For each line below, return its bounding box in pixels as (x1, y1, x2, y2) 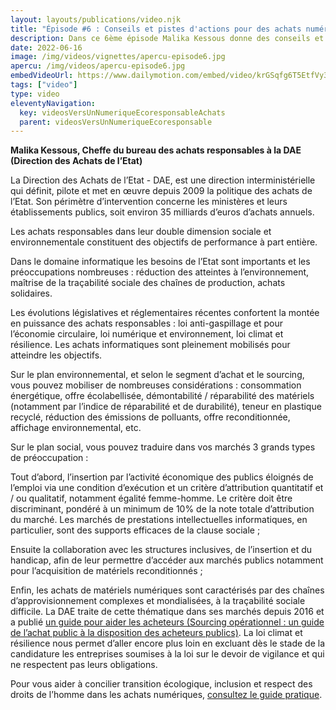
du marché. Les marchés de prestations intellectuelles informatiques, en (10, 514, 308, 526)
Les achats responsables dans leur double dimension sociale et (10, 226, 272, 238)
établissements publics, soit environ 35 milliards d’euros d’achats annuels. (10, 206, 315, 218)
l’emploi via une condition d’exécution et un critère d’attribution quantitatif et (10, 482, 324, 494)
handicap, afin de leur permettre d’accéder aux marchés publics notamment (10, 554, 324, 566)
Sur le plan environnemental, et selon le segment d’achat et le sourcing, (10, 369, 305, 381)
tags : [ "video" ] (10, 80, 78, 90)
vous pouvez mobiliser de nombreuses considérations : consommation (10, 379, 302, 391)
